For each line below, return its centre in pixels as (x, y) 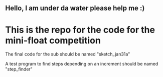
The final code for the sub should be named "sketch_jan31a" (68, 54)
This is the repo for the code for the (80, 30)
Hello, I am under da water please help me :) (75, 8)
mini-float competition (53, 40)
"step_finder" (19, 69)
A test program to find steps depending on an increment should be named (82, 64)
